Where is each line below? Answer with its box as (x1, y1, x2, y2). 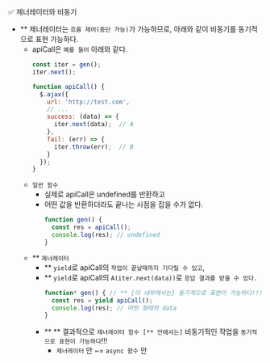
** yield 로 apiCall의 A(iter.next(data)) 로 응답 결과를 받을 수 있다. (44, 272, 258, 282)
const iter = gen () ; (31, 61, 102, 69)
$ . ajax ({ (39, 90, 69, 99)
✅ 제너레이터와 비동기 (8, 7, 77, 16)
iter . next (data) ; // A (53, 120, 135, 129)
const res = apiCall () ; (51, 223, 131, 232)
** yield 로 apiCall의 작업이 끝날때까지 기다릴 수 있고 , (44, 262, 206, 272)
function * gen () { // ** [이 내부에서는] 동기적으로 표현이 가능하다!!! (44, 289, 264, 297)
